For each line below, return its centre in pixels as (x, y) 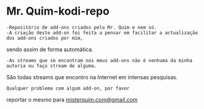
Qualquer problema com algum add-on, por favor (68, 88)
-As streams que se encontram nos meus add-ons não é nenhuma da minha (99, 60)
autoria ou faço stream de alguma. (52, 66)
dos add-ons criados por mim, (45, 38)
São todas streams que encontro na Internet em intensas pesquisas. (92, 77)
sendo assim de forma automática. (50, 49)
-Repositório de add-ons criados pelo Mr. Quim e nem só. (82, 27)
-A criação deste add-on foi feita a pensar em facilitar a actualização (102, 33)
